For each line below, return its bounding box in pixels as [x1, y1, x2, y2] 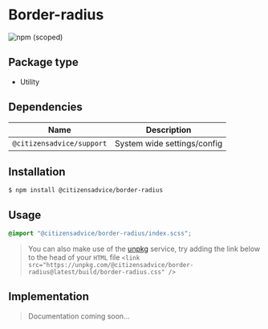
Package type [8, 56, 79, 69]
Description [145, 124, 192, 135]
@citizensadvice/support [12, 138, 108, 148]
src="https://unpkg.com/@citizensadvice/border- [27, 261, 194, 269]
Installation [8, 165, 66, 179]
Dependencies [8, 101, 83, 114]
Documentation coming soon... [27, 311, 130, 321]
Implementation [8, 290, 90, 303]
